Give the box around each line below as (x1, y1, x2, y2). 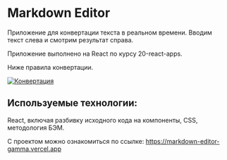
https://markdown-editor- (145, 137, 220, 145)
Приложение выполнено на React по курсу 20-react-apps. (7, 49, 183, 58)
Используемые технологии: (7, 97, 137, 109)
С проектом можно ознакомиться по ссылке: (7, 137, 145, 145)
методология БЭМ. (7, 123, 65, 132)
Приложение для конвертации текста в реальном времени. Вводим (7, 28, 213, 37)
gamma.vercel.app (7, 144, 62, 153)
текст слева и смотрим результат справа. (7, 35, 134, 44)
